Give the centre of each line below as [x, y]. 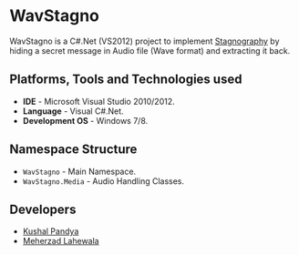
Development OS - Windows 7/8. [85, 120]
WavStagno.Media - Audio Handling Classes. [103, 181]
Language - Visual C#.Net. [73, 111]
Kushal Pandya [51, 231]
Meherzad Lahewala [61, 241]
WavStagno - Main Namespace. [79, 171]
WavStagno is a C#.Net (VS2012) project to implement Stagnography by [144, 41]
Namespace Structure [73, 150]
